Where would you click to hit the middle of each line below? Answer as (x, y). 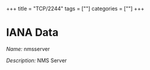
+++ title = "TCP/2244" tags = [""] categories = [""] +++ (75, 9)
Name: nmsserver (28, 49)
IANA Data (32, 33)
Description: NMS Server (36, 60)
